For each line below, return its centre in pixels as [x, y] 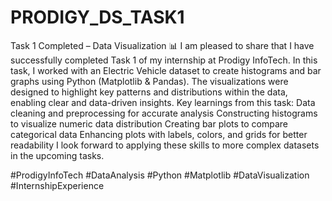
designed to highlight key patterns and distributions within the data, [149, 92]
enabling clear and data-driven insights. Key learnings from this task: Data [163, 102]
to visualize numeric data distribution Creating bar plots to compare [149, 123]
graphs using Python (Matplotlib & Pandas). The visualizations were [149, 81]
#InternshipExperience [57, 185]
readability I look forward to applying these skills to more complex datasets [165, 145]
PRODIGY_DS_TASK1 [97, 17]
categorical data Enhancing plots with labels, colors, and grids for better [159, 134]
